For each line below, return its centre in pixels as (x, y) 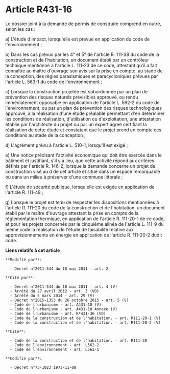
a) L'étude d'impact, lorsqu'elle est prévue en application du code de (78, 39)
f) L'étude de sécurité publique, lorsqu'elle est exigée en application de (80, 187)
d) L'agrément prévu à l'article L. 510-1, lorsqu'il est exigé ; (67, 145)
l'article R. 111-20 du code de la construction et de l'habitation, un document (85, 208)
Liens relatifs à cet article (33, 250)
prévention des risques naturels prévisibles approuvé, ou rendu (72, 97)
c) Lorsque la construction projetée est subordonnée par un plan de (77, 91)
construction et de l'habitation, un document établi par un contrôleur (77, 60)
